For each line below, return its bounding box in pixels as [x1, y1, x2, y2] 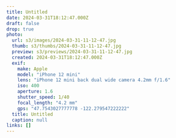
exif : [12, 60, 26, 66]
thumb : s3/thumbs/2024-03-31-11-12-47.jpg [12, 43, 122, 49]
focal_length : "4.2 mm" [17, 100, 78, 106]
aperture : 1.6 [17, 89, 53, 95]
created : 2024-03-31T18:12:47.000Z [12, 54, 103, 60]
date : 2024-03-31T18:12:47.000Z [6, 15, 89, 21]
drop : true [6, 26, 34, 32]
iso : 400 [17, 83, 40, 89]
